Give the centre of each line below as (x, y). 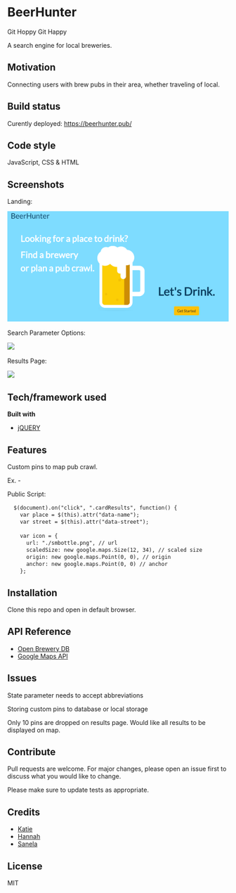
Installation (32, 592)
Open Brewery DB (44, 648)
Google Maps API (42, 656)
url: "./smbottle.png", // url (72, 543)
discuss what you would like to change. (64, 776)
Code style (32, 145)
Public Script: (27, 494)
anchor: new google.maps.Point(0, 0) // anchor (97, 564)
